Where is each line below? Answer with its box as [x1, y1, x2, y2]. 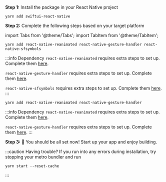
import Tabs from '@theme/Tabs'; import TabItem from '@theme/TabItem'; [5, 32, 159, 38]
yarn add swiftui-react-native [5, 14, 70, 19]
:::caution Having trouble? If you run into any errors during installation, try [5, 148, 156, 154]
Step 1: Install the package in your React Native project [5, 4, 118, 10]
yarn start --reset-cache [5, 163, 59, 168]
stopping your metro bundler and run [5, 154, 81, 159]
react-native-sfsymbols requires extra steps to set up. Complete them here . [5, 85, 162, 91]
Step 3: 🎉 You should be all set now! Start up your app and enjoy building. [5, 139, 157, 144]
